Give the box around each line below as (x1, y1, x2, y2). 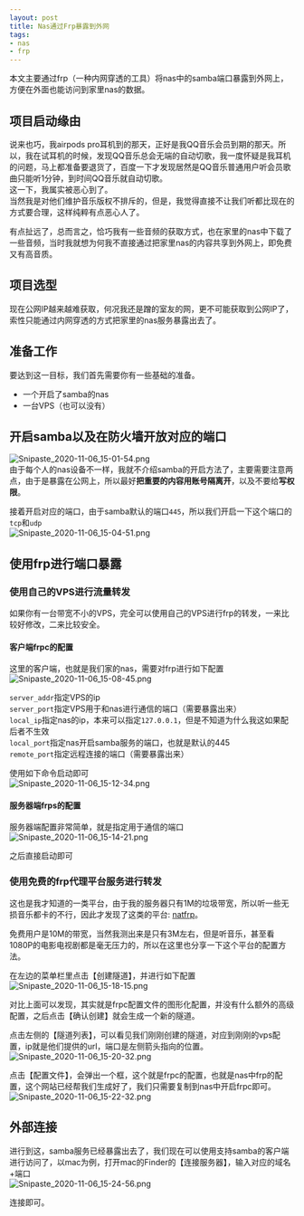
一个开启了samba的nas (22, 388, 109, 399)
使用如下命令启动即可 (9, 768, 89, 779)
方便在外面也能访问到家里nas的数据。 (9, 84, 150, 95)
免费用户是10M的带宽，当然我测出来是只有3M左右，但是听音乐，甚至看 (9, 928, 275, 939)
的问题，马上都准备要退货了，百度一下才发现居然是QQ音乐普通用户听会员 (9, 161, 283, 172)
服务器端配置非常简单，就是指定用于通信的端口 (9, 822, 184, 832)
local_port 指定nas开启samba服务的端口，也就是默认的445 (9, 737, 231, 748)
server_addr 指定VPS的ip (9, 692, 101, 703)
